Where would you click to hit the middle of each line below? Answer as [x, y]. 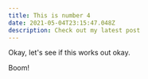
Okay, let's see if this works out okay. [69, 53]
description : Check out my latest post [74, 30]
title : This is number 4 [49, 15]
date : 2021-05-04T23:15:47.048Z [62, 23]
